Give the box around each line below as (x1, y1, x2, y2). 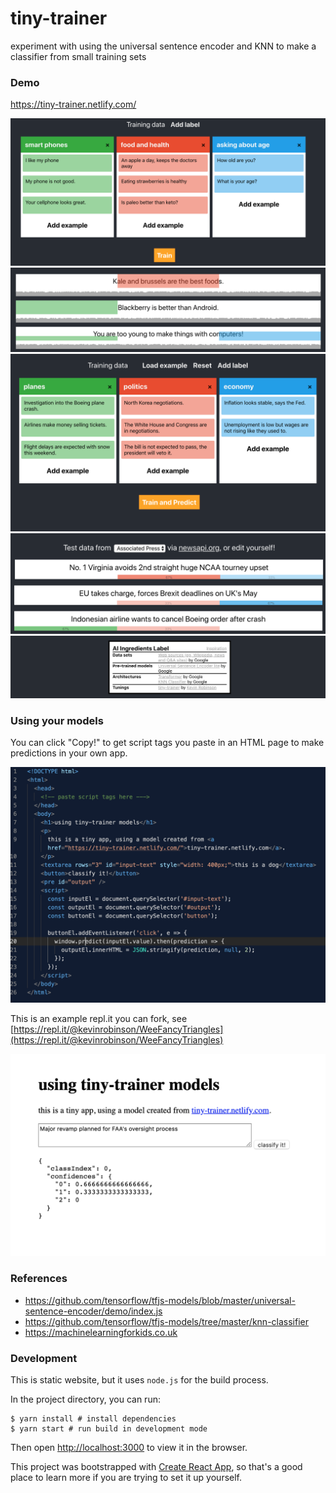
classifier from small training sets (10, 50, 147, 62)
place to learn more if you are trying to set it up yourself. (10, 1471, 243, 1483)
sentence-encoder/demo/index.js (24, 1305, 163, 1317)
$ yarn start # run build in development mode (10, 1423, 208, 1434)
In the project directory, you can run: (10, 1393, 161, 1405)
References (10, 1272, 68, 1286)
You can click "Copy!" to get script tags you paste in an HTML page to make (10, 737, 325, 749)
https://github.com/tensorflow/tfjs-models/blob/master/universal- (24, 1294, 296, 1306)
